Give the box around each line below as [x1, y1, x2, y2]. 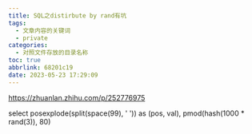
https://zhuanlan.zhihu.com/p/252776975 [8, 93, 146, 102]
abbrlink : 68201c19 [8, 64, 74, 72]
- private [15, 33, 48, 42]
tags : [8, 19, 26, 27]
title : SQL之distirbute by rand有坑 [8, 11, 127, 20]
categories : [8, 41, 48, 49]
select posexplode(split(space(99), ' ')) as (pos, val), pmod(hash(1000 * [8, 108, 245, 118]
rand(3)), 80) [8, 116, 51, 126]
